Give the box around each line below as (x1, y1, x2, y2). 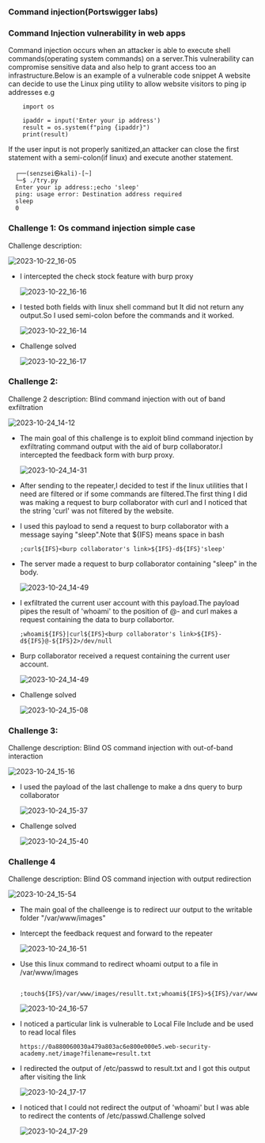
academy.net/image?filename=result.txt (19, 1050, 152, 1058)
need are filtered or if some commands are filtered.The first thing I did (19, 489, 248, 499)
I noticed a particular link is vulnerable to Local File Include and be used (19, 1020, 254, 1029)
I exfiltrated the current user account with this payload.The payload (19, 598, 240, 607)
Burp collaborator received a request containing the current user (19, 651, 231, 660)
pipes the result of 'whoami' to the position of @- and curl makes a (19, 606, 238, 616)
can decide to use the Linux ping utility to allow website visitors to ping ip (8, 79, 247, 89)
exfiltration (8, 402, 44, 412)
